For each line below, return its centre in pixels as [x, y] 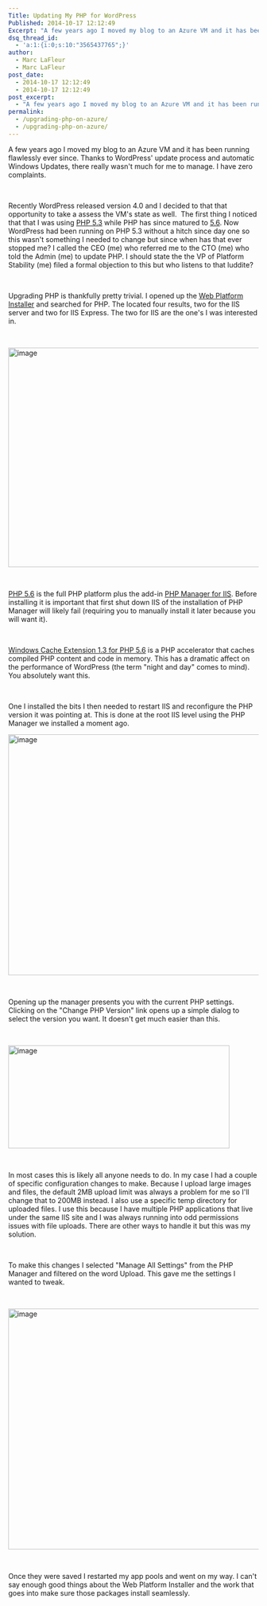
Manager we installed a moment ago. [69, 723]
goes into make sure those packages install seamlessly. [99, 1592]
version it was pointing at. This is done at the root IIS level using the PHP [127, 714]
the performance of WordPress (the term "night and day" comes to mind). [129, 666]
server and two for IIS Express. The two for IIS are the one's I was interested [133, 312]
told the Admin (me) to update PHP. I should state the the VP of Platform [126, 256]
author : [21, 53]
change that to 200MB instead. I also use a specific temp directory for [123, 1200]
